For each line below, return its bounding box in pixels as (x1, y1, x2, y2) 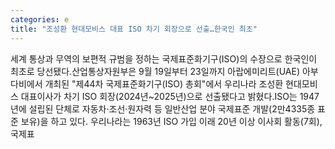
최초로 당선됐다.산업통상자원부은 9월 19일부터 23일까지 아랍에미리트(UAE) (10, 65, 301, 77)
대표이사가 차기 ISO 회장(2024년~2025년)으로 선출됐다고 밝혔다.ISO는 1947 (20, 90, 320, 102)
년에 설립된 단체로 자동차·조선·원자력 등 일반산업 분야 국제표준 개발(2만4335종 (10, 102, 316, 115)
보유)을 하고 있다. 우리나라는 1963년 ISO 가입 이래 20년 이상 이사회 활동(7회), (20, 115, 323, 127)
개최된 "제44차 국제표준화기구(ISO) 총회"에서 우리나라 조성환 (44, 77, 284, 90)
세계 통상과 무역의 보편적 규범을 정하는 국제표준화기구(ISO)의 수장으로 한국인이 (10, 52, 318, 65)
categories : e (10, 14, 70, 25)
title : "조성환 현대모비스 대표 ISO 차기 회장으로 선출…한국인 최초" (10, 24, 258, 34)
